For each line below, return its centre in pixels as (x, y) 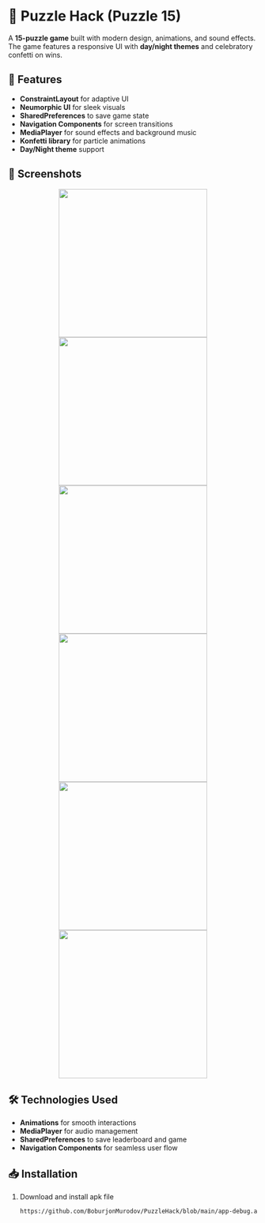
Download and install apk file (67, 1197)
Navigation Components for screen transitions (96, 124)
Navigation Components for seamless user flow (98, 1148)
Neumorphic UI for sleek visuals (72, 107)
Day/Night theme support (62, 149)
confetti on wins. (36, 55)
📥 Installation (43, 1174)
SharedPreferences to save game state (84, 115)
